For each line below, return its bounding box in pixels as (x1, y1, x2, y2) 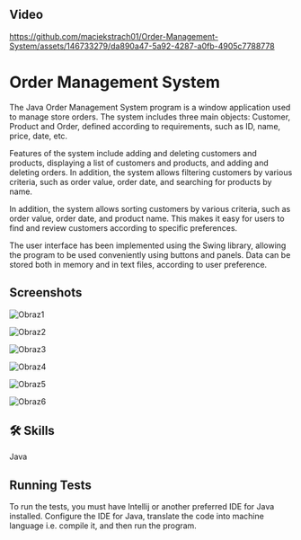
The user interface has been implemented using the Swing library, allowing (9, 240, 287, 251)
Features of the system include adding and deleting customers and (9, 147, 258, 158)
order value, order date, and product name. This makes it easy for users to (9, 213, 285, 224)
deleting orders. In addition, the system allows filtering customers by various (9, 166, 293, 178)
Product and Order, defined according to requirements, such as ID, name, (9, 120, 281, 131)
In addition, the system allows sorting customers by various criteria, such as (9, 203, 291, 214)
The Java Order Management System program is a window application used (9, 102, 291, 112)
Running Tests (9, 477, 92, 492)
